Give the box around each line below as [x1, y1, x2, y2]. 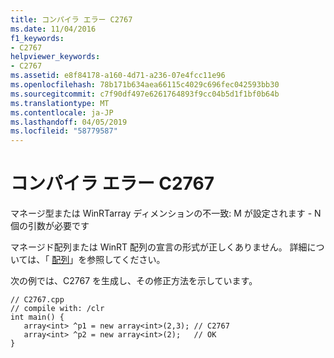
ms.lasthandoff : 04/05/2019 [10, 117, 128, 127]
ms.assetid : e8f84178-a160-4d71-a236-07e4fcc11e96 [10, 71, 226, 81]
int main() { [10, 312, 65, 323]
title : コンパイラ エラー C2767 [10, 14, 133, 25]
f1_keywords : [10, 33, 65, 43]
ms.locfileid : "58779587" [10, 126, 118, 136]
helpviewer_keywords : [10, 52, 101, 62]
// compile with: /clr [10, 304, 105, 314]
